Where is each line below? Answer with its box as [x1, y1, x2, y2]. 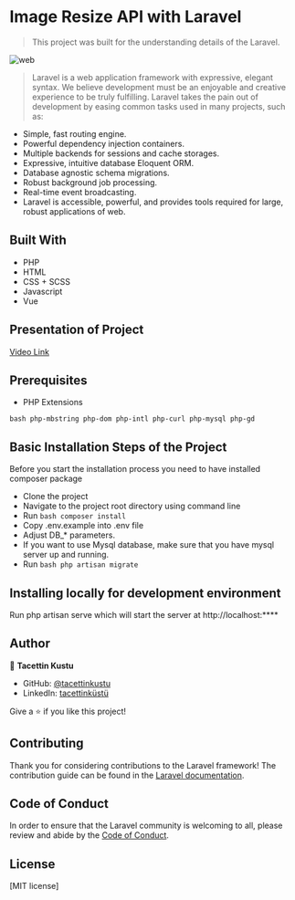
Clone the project [22, 491, 89, 502]
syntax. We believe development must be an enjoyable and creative [31, 81, 286, 92]
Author [9, 636, 50, 652]
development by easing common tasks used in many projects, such [31, 100, 286, 111]
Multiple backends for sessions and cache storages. [22, 148, 220, 159]
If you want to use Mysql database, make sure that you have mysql [22, 539, 275, 550]
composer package [9, 473, 83, 485]
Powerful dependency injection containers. [22, 138, 185, 149]
